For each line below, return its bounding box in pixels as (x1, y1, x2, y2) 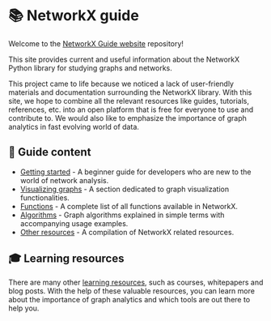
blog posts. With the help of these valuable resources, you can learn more (8, 285, 255, 296)
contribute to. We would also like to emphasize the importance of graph (8, 113, 247, 122)
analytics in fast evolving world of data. (8, 122, 140, 131)
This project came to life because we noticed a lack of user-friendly (8, 79, 235, 88)
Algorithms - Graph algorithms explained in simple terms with (19, 210, 225, 220)
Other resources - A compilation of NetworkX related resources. (19, 227, 235, 237)
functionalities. (19, 192, 70, 203)
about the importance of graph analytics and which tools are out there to (8, 294, 251, 304)
